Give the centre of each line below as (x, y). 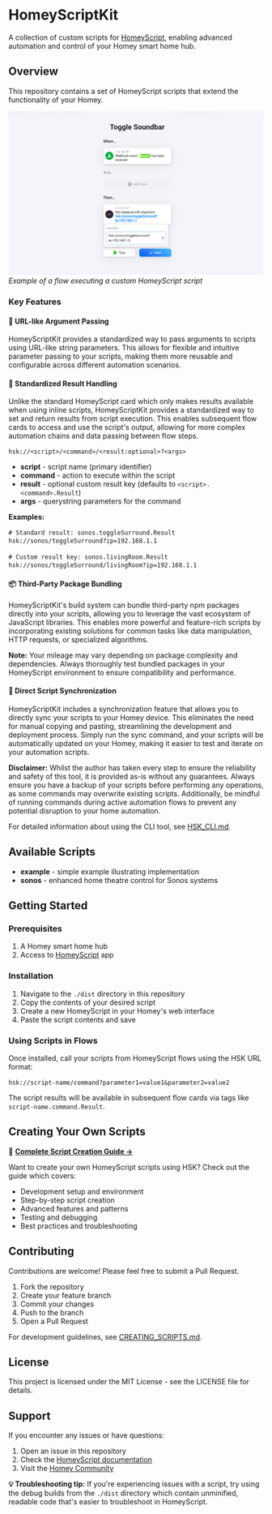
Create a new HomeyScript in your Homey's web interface (117, 1010)
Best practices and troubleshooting (79, 1225)
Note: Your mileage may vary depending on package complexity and (123, 655)
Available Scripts (52, 852)
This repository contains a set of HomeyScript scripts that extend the (123, 91)
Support (30, 1415)
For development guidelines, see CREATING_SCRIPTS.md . (105, 1336)
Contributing (41, 1252)
